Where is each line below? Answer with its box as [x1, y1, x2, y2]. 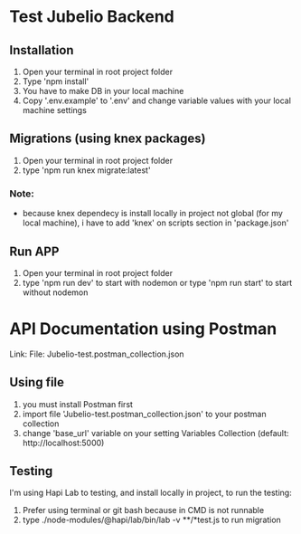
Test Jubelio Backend [9, 6, 174, 27]
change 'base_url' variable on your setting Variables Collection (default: [22, 427, 289, 438]
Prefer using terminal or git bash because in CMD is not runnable [22, 505, 265, 516]
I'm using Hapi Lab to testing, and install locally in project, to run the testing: [9, 487, 292, 499]
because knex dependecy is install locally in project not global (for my [22, 208, 283, 219]
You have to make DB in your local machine [22, 86, 184, 96]
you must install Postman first [22, 398, 134, 409]
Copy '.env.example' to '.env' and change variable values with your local [22, 95, 292, 106]
